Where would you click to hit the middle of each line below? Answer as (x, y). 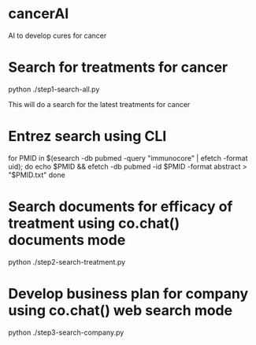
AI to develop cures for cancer (58, 35)
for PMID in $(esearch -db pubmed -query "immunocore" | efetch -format (128, 158)
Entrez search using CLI (87, 137)
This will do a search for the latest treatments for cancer (99, 104)
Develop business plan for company (128, 293)
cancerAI (39, 14)
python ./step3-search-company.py (66, 332)
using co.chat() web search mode (121, 310)
